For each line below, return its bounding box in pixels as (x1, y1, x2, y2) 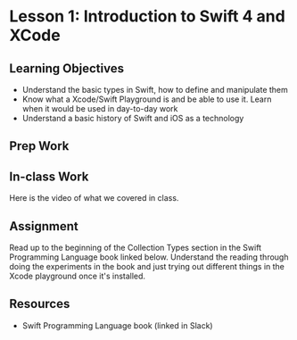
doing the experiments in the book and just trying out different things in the (9, 261, 285, 272)
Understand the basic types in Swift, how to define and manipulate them (21, 85, 288, 95)
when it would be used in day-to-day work (21, 104, 178, 113)
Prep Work (9, 138, 70, 153)
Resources (9, 296, 70, 311)
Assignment (9, 219, 78, 234)
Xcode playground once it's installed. (9, 270, 145, 282)
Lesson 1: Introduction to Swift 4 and (9, 6, 285, 27)
